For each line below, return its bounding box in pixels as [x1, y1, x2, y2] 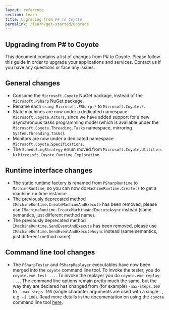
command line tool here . [12, 299, 63, 305]
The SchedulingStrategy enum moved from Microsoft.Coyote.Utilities [12, 146, 162, 152]
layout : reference [5, 7, 44, 13]
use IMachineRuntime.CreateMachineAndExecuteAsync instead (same [12, 206, 152, 212]
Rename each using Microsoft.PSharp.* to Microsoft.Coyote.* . [12, 103, 145, 109]
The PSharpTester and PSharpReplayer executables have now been [12, 261, 151, 268]
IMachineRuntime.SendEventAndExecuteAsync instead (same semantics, [12, 228, 158, 234]
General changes [5, 79, 61, 87]
